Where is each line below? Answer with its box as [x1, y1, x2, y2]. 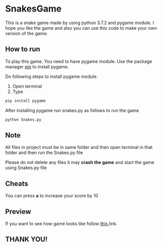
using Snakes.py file [5, 164, 47, 171]
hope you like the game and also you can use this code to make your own [5, 25, 157, 31]
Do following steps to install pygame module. [5, 73, 98, 79]
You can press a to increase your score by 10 [5, 193, 98, 199]
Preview [5, 207, 32, 216]
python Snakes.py [5, 117, 42, 122]
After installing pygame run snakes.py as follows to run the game [5, 107, 139, 113]
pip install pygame [5, 98, 46, 103]
